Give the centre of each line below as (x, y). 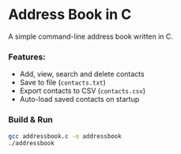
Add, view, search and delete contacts (82, 74)
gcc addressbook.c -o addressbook (65, 136)
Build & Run (31, 120)
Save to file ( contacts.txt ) (63, 83)
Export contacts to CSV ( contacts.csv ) (83, 91)
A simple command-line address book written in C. (91, 36)
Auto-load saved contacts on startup (79, 100)
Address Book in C (70, 15)
